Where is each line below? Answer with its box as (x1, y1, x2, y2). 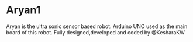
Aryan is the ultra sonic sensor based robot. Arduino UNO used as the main (6, 23, 188, 30)
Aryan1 (6, 3, 41, 17)
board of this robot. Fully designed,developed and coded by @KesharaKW (6, 29, 185, 36)
